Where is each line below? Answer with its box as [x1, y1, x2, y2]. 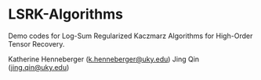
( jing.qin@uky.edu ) [8, 62, 70, 71]
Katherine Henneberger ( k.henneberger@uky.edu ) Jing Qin [8, 54, 200, 64]
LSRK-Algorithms [8, 5, 124, 23]
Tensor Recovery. [8, 39, 65, 48]
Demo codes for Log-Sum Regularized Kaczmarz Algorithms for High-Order [8, 31, 253, 40]
